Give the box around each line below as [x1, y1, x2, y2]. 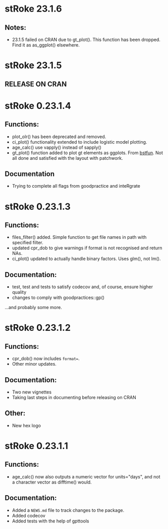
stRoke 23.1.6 [5, 3, 62, 15]
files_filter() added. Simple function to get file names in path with [12, 234, 147, 240]
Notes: [5, 23, 26, 32]
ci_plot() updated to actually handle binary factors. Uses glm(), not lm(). [12, 256, 161, 262]
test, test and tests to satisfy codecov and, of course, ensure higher [12, 284, 153, 290]
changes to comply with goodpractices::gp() [12, 294, 104, 301]
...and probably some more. [5, 304, 63, 311]
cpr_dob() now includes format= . [12, 356, 80, 362]
